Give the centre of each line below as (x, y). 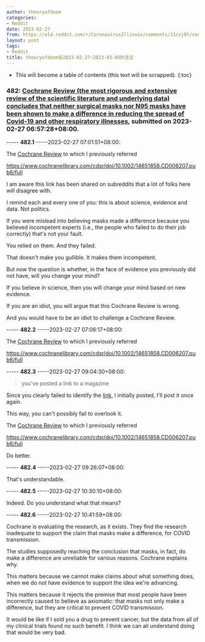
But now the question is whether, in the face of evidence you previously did (101, 269)
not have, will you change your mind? (53, 275)
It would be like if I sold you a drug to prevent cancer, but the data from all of (103, 619)
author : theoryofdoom (34, 12)
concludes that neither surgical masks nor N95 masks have (96, 106)
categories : (21, 18)
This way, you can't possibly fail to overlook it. (65, 414)
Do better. (19, 455)
